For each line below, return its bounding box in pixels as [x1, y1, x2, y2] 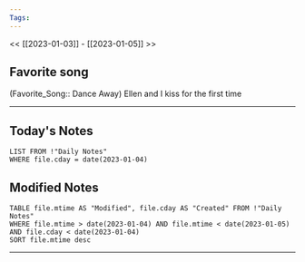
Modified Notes [9, 180, 99, 195]
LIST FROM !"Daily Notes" [9, 147, 107, 157]
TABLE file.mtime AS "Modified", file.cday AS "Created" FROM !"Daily [9, 204, 282, 213]
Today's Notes [9, 123, 93, 139]
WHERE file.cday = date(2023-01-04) [9, 155, 148, 164]
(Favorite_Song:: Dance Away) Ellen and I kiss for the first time [9, 88, 242, 100]
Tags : [9, 13, 30, 23]
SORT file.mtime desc [9, 236, 92, 245]
